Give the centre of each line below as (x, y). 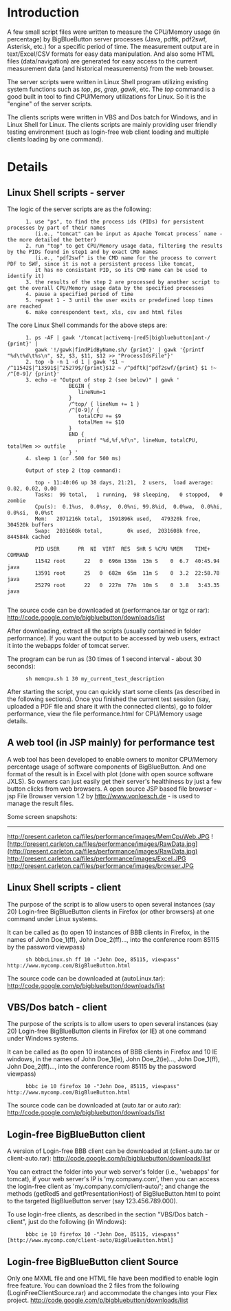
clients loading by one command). (55, 139)
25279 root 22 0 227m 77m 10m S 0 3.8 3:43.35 (127, 585)
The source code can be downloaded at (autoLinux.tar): (86, 978)
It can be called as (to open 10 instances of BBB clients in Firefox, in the (108, 932)
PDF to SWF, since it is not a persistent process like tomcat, (101, 264)
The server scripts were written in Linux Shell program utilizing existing (108, 81)
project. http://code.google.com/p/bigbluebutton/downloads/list (98, 1300)
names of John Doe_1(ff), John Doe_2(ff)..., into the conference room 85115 (113, 939)
